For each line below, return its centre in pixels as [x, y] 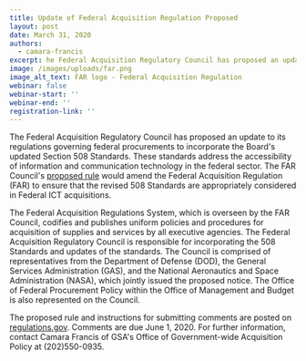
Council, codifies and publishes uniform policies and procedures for [137, 222]
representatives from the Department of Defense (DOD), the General [138, 262]
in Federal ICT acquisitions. [61, 195]
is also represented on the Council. [75, 300]
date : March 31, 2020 [51, 35]
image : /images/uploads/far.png [71, 69]
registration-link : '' [52, 111]
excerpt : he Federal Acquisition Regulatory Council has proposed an [144, 60]
